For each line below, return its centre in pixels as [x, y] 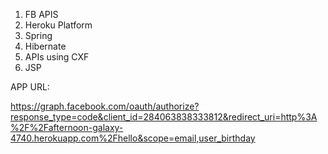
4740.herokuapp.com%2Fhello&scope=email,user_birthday [133, 138]
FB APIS [41, 14]
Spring [38, 35]
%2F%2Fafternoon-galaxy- [67, 127]
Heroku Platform [58, 25]
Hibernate [45, 46]
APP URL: [30, 87]
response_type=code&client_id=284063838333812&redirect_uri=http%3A [164, 117]
